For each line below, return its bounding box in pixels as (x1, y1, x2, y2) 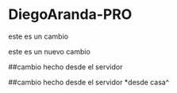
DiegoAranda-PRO (8, 6, 133, 24)
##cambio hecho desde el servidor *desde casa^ (8, 77, 169, 87)
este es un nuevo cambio (8, 46, 91, 56)
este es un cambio (8, 32, 69, 41)
